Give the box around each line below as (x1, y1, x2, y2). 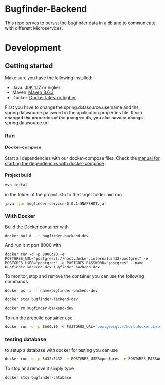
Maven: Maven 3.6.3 (12, 89, 54, 95)
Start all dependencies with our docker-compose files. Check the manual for (5, 155, 160, 161)
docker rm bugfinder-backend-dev (5, 306, 74, 311)
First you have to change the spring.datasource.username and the (5, 104, 139, 110)
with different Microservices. (5, 25, 63, 30)
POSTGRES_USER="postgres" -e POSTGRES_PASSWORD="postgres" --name (5, 261, 144, 266)
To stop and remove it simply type (5, 365, 74, 371)
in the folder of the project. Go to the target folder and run (5, 192, 122, 198)
